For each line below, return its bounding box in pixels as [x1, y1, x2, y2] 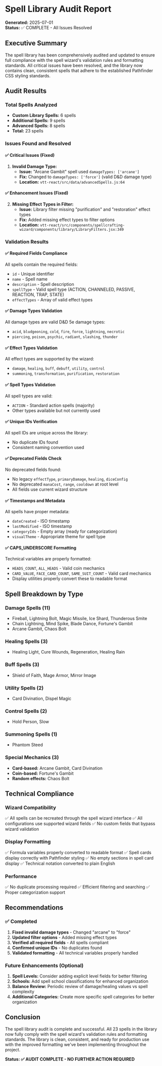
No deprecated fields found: [5, 467, 62, 472]
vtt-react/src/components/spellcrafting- [40, 223, 125, 227]
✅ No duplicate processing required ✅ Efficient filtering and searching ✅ [5, 884, 150, 890]
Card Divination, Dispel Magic [12, 695, 72, 701]
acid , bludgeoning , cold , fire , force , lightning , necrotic [12, 329, 125, 335]
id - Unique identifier [12, 271, 54, 277]
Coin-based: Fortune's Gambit [12, 770, 74, 776]
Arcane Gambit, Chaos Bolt [12, 626, 66, 632]
